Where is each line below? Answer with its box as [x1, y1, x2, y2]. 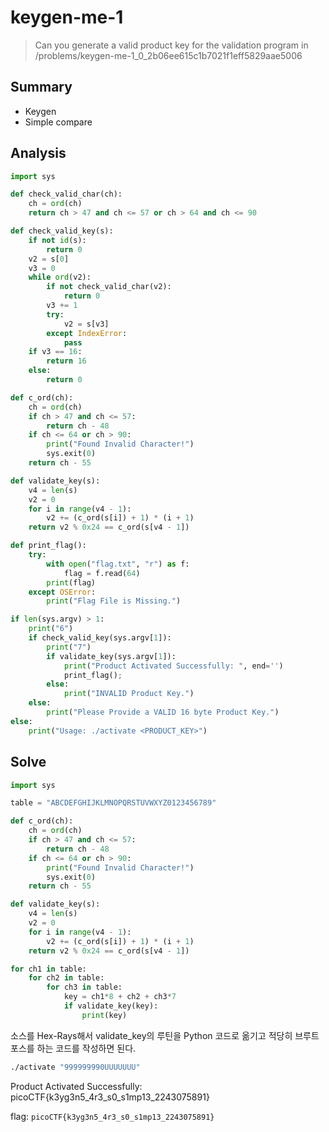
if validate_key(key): [63, 1001, 159, 1011]
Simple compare [24, 116, 93, 128]
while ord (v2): [28, 272, 92, 283]
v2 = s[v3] [63, 319, 110, 329]
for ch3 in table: [46, 982, 123, 993]
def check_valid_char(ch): [10, 189, 123, 200]
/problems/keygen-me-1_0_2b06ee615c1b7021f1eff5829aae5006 [34, 49, 303, 61]
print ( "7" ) [46, 642, 92, 652]
